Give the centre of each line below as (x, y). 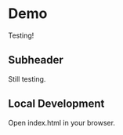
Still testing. (27, 78)
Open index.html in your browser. (62, 122)
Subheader (36, 60)
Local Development (56, 104)
